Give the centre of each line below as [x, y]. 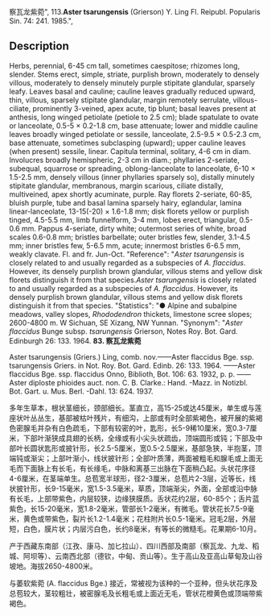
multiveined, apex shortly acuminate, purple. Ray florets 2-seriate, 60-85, [131, 194]
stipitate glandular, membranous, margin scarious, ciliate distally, [116, 185]
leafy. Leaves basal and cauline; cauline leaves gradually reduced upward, [132, 91]
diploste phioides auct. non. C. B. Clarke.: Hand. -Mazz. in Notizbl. [138, 382]
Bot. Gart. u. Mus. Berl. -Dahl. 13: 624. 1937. [81, 391]
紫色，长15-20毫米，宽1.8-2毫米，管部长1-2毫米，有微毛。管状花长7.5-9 [128, 508]
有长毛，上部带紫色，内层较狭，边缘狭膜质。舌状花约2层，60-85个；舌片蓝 [134, 498]
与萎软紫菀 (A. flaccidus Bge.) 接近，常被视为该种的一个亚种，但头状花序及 [133, 583]
